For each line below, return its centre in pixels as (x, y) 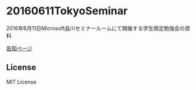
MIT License (22, 82)
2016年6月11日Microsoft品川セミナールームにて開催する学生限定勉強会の (96, 28)
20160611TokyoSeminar (67, 11)
